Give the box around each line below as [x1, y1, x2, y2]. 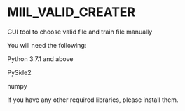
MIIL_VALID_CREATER [7, 4, 135, 20]
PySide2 [7, 68, 32, 77]
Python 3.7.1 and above [7, 54, 74, 63]
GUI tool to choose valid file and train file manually [7, 27, 153, 36]
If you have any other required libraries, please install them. [7, 96, 179, 104]
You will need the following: [7, 41, 87, 49]
